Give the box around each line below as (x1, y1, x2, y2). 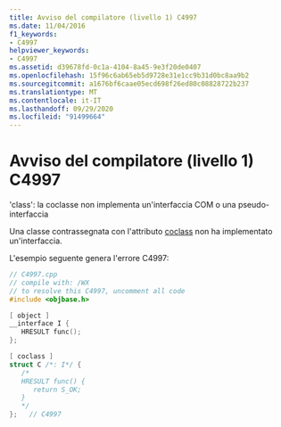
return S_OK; (32, 385, 82, 394)
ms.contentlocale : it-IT (9, 95, 102, 105)
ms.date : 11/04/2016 (9, 21, 87, 30)
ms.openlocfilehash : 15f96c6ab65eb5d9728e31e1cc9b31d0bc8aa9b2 (9, 71, 250, 80)
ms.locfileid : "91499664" (9, 112, 105, 121)
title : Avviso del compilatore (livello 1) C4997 (9, 12, 198, 22)
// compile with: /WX (9, 278, 90, 287)
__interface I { (9, 319, 70, 328)
